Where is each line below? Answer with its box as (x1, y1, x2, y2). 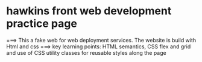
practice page (6, 17, 77, 30)
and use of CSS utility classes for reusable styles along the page (6, 49, 167, 56)
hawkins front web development (6, 4, 172, 18)
